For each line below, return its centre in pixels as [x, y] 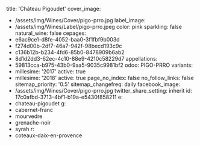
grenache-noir [33, 122]
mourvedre [29, 116]
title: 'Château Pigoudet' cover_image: [54, 9]
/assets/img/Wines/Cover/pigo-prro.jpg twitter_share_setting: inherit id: [104, 91]
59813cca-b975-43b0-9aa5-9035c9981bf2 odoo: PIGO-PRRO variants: [104, 65]
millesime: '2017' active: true [50, 71]
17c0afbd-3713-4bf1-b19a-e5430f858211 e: [69, 97]
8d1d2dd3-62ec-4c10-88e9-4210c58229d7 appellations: [86, 59]
